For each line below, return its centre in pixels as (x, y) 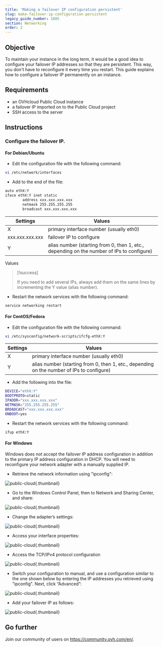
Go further (21, 627)
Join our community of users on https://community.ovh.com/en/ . (70, 639)
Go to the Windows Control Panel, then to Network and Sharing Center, (83, 493)
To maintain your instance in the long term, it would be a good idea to (74, 59)
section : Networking (26, 23)
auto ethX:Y (17, 191)
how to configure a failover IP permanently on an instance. (64, 75)
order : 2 (14, 28)
